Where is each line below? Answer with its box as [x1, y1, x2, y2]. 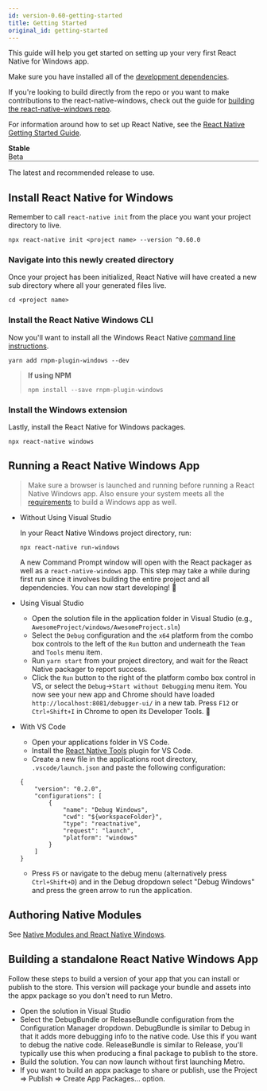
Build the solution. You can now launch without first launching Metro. [19, 1057, 246, 1066]
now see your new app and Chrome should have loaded [31, 689, 215, 699]
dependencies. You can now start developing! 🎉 [19, 582, 177, 592]
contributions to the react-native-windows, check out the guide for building [8, 96, 255, 106]
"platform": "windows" [62, 833, 138, 841]
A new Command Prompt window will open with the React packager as [19, 557, 253, 567]
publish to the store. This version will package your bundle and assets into [8, 982, 252, 992]
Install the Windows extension [8, 404, 128, 415]
